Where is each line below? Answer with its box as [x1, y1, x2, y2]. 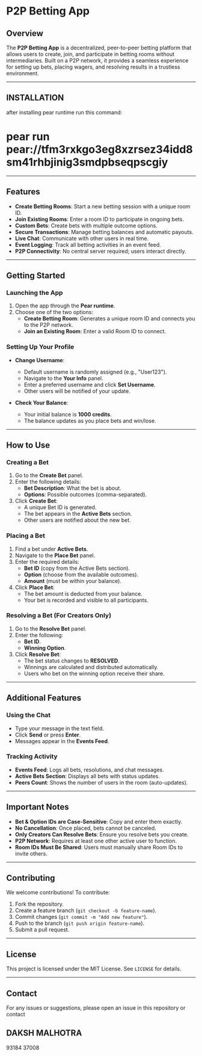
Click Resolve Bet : [14, 650, 61, 658]
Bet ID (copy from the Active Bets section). [23, 564, 130, 572]
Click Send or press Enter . [14, 731, 81, 738]
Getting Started [6, 270, 66, 280]
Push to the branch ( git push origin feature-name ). [14, 919, 145, 927]
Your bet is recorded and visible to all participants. [23, 596, 148, 604]
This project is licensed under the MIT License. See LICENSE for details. [6, 965, 182, 972]
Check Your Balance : [14, 399, 69, 406]
